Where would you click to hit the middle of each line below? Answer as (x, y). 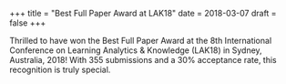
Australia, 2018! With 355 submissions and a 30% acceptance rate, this (143, 60)
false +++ (28, 23)
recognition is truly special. (60, 69)
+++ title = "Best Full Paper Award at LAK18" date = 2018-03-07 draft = (143, 13)
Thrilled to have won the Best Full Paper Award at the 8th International (141, 41)
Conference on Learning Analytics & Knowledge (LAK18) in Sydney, (136, 50)
